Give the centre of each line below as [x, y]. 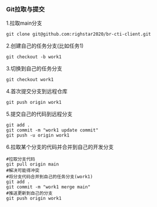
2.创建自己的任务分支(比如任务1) [45, 46]
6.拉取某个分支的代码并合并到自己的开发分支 [60, 147]
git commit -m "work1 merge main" [49, 187]
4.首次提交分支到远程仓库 [37, 91]
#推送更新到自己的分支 [29, 194]
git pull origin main [33, 164]
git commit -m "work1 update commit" [52, 130]
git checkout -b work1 [34, 57]
